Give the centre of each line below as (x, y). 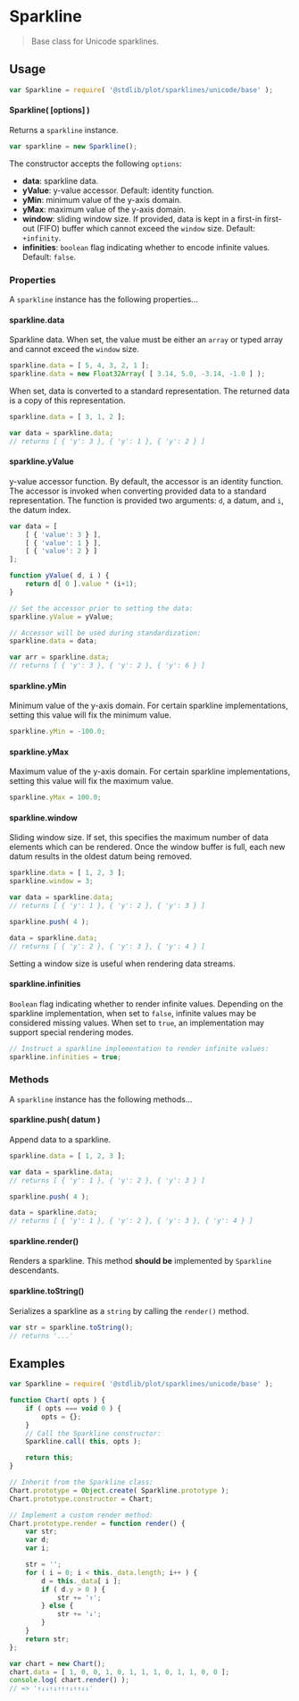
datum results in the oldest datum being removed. (101, 856)
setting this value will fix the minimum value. (91, 715)
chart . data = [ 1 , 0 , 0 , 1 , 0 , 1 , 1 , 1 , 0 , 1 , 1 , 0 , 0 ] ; (120, 1672)
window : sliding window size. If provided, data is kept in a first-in (142, 219)
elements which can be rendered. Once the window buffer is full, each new (147, 847)
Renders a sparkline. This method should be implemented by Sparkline (141, 1261)
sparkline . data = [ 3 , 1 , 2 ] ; (67, 417)
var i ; (37, 1548)
